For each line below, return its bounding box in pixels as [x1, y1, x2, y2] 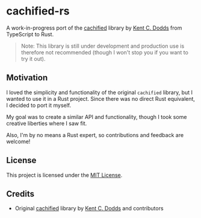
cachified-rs [6, 4, 70, 18]
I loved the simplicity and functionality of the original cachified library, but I [6, 89, 193, 96]
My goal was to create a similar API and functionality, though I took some [6, 113, 187, 120]
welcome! [6, 138, 31, 145]
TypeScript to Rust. [6, 30, 54, 37]
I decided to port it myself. [6, 101, 72, 109]
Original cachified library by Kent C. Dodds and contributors [14, 205, 164, 212]
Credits [6, 188, 35, 199]
